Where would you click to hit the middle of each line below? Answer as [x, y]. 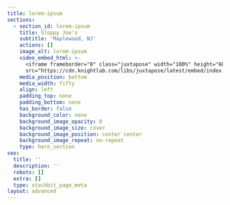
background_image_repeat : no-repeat [72, 141]
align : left [36, 90]
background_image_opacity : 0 [61, 121]
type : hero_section [47, 147]
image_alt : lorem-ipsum [53, 52]
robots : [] [29, 172]
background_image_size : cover [63, 128]
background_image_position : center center [81, 134]
